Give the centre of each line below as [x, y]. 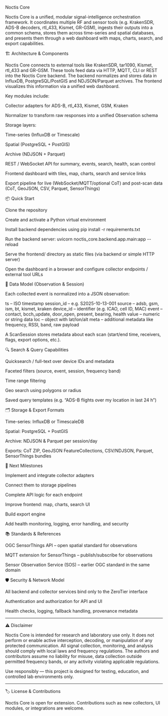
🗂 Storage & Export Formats [35, 410]
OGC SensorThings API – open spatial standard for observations [71, 545]
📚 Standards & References [33, 534]
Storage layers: [21, 125]
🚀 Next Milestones [24, 465]
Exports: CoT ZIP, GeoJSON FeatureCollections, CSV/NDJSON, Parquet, [79, 450]
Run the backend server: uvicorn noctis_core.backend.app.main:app [75, 239]
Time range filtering [25, 380]
